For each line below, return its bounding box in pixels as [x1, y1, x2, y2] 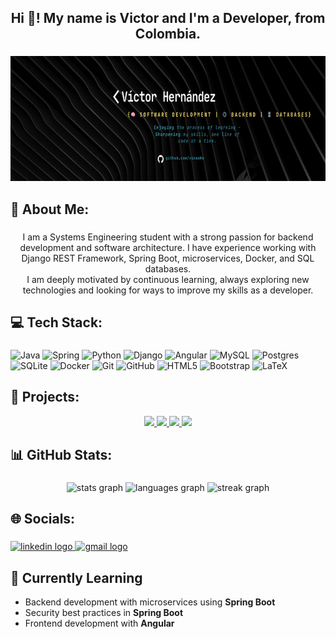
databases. [144, 262, 192, 275]
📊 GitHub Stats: [10, 447, 113, 464]
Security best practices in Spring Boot [24, 607, 184, 619]
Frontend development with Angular [24, 617, 175, 630]
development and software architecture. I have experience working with [19, 241, 317, 253]
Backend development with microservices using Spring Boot [24, 596, 276, 608]
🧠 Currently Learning [10, 569, 143, 586]
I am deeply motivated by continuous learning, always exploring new [26, 273, 310, 285]
